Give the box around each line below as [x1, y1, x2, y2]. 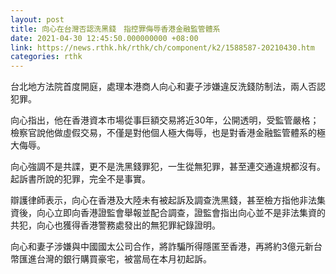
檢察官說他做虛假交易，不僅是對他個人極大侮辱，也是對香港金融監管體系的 [10, 127, 317, 139]
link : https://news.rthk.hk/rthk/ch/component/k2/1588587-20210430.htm [10, 42, 315, 53]
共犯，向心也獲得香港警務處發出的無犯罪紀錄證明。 [10, 219, 221, 231]
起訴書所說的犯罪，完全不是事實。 [10, 173, 151, 185]
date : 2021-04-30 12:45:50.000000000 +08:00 [10, 33, 199, 43]
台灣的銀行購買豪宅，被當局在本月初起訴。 [36, 253, 212, 265]
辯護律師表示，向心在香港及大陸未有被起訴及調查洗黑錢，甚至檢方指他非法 [10, 194, 317, 206]
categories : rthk [10, 52, 83, 62]
